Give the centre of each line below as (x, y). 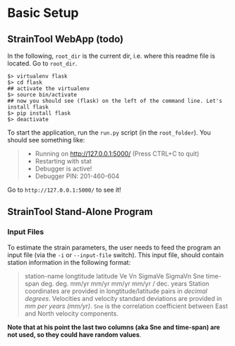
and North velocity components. (71, 313)
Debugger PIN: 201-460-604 (77, 176)
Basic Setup (43, 13)
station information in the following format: (69, 262)
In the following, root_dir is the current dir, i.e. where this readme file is (111, 56)
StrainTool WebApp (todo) (65, 39)
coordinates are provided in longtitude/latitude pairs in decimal (116, 291)
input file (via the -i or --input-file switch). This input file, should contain (116, 254)
